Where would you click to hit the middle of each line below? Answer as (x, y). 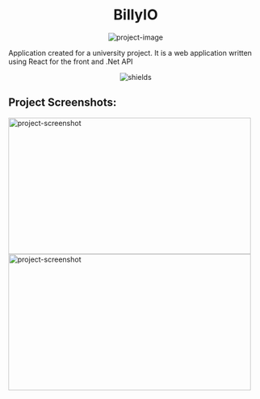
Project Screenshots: (63, 103)
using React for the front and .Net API (71, 61)
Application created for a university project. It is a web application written (130, 52)
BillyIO (136, 15)
